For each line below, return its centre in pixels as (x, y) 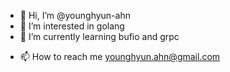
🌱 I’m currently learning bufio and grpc (99, 36)
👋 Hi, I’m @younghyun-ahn (75, 15)
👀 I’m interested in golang (72, 26)
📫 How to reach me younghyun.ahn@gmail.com (120, 56)
